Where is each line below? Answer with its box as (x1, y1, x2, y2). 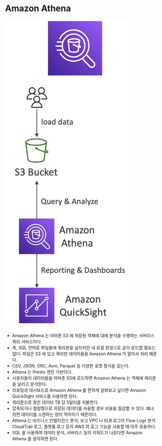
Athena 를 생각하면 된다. (12, 435, 59, 442)
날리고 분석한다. (17, 381, 47, 387)
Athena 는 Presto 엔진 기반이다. (12, 369, 73, 375)
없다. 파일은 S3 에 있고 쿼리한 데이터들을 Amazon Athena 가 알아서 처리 (12, 350, 148, 357)
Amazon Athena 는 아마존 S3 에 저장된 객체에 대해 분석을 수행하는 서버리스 (12, 332, 155, 338)
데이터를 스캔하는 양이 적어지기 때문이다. (21, 411, 98, 417)
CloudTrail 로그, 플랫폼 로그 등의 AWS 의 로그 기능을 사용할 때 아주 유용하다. (12, 423, 156, 429)
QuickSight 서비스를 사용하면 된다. (12, 393, 78, 399)
